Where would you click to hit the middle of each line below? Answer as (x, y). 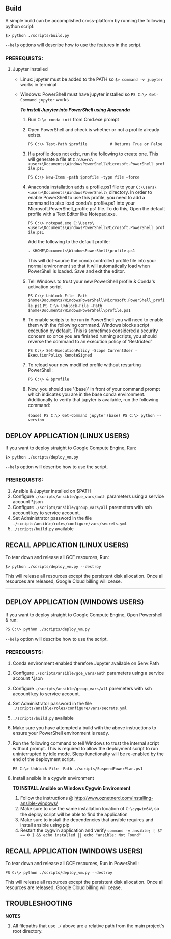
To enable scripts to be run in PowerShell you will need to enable (96, 320)
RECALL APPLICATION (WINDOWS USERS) (74, 851)
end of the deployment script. (44, 759)
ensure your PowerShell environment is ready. (61, 733)
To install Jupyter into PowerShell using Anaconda (75, 110)
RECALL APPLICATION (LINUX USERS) (67, 545)
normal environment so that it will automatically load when (89, 266)
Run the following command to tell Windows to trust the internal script (86, 743)
